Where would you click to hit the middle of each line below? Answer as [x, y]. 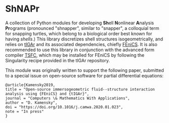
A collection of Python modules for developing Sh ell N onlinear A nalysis [80, 23]
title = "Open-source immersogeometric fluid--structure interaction [80, 89]
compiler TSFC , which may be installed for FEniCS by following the [75, 55]
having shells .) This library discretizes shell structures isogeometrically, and [84, 39]
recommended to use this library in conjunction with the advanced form [80, 50]
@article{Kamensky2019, [30, 85]
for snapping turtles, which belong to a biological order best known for [79, 33]
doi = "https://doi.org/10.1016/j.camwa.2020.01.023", [64, 107]
